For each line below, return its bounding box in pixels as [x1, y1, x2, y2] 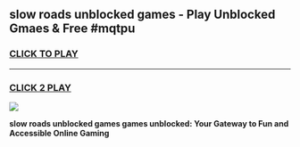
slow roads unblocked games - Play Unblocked [9, 7, 276, 22]
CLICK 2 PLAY [9, 81, 71, 94]
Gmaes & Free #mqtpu [9, 21, 136, 37]
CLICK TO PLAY [9, 48, 79, 61]
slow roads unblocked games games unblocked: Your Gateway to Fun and [9, 118, 289, 128]
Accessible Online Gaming [9, 127, 110, 138]
